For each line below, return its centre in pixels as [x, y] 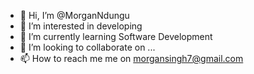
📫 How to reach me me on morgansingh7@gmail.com [131, 58]
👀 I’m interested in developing [81, 26]
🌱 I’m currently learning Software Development [116, 36]
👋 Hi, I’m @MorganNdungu [74, 15]
